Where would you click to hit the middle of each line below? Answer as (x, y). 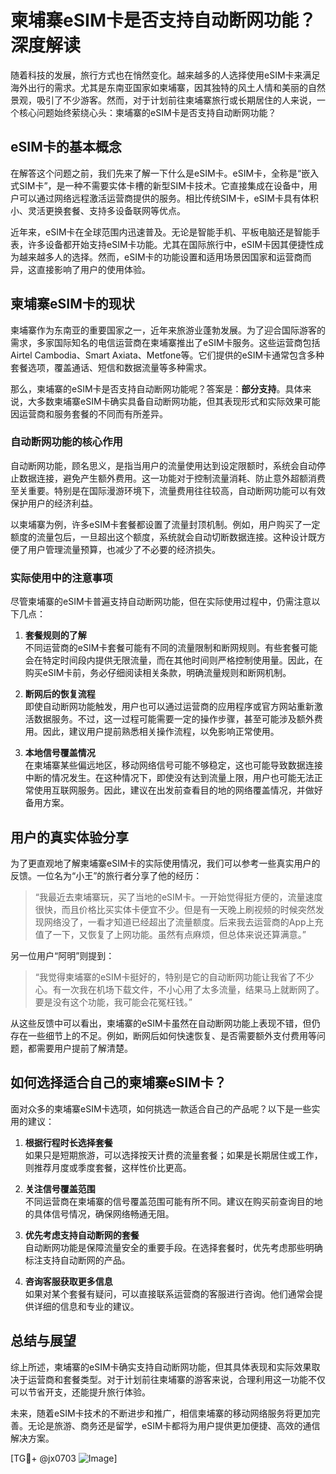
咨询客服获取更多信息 (68, 1281)
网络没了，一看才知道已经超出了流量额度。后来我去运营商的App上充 (183, 922)
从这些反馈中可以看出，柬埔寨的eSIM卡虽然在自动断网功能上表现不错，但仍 (165, 1023)
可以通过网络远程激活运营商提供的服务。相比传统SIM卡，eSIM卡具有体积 (168, 198)
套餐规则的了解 (55, 635)
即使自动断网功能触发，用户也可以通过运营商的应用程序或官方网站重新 (169, 707)
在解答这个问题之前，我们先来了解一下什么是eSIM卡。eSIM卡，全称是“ (156, 173)
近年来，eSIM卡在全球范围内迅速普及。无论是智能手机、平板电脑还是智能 (161, 232)
